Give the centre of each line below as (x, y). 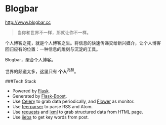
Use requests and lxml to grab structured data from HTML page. (78, 112)
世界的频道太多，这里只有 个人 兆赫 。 (42, 71)
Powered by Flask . (31, 91)
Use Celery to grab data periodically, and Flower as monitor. (73, 101)
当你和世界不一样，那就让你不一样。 (54, 32)
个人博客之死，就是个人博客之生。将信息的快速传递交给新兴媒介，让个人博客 (83, 43)
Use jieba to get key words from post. (50, 117)
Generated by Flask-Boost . (40, 96)
